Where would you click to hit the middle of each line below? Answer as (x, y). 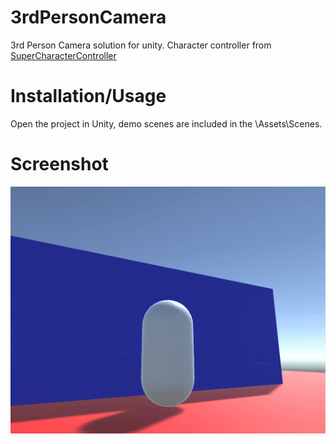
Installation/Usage (88, 96)
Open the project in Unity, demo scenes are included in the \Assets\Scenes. (166, 123)
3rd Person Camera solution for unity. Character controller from (141, 45)
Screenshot (59, 164)
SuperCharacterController (63, 55)
